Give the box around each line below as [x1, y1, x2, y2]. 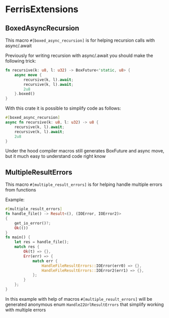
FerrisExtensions [5, 4, 79, 15]
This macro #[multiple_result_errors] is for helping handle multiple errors [5, 181, 162, 187]
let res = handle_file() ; [14, 240, 70, 245]
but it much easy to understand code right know [5, 153, 106, 160]
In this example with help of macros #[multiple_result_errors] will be [5, 296, 152, 302]
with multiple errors [5, 306, 46, 313]
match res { [14, 244, 40, 249]
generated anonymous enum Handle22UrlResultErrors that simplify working [5, 301, 164, 307]
